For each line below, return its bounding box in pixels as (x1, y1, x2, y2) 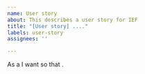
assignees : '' (7, 36, 49, 42)
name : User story (7, 10, 58, 17)
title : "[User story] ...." (7, 23, 89, 29)
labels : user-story (7, 29, 64, 36)
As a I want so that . (7, 60, 64, 69)
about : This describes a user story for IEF (7, 16, 138, 23)
